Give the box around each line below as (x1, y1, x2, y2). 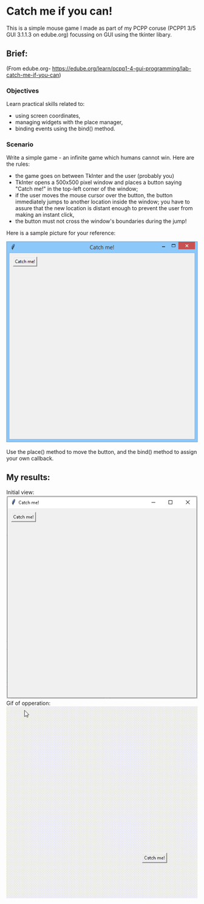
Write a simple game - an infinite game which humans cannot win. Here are (6, 154, 194, 161)
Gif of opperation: (6, 699, 50, 707)
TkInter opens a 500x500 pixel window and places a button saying (15, 178, 182, 186)
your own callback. (6, 454, 54, 462)
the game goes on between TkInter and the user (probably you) (15, 172, 174, 180)
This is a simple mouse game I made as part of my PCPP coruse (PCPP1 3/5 (6, 24, 196, 32)
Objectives (6, 87, 39, 95)
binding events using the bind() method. (15, 125, 115, 132)
